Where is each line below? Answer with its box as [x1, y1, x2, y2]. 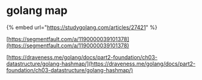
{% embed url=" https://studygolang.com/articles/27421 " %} [6, 24, 157, 31]
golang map [6, 4, 68, 18]
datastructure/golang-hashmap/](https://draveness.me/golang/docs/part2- [6, 60, 196, 67]
